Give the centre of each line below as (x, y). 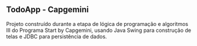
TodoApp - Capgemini (47, 10)
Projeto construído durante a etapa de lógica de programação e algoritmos (97, 24)
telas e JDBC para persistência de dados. (57, 36)
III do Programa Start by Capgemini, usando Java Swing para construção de (99, 30)
